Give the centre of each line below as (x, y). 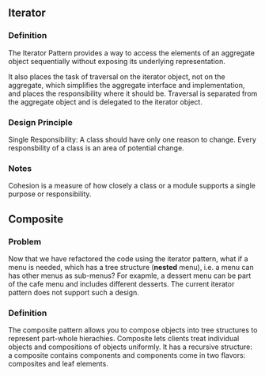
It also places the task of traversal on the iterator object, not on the (117, 76)
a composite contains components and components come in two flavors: (127, 355)
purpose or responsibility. (50, 194)
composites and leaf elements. (58, 364)
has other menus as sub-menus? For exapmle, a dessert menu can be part (130, 275)
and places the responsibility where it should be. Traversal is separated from (133, 93)
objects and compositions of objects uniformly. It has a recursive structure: (131, 347)
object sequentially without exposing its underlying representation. (117, 61)
